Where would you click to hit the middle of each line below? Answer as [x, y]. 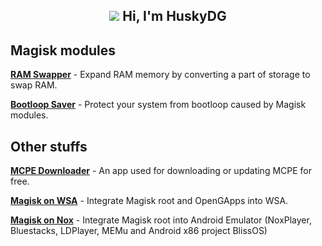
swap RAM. [34, 85]
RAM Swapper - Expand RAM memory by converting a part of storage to [160, 75]
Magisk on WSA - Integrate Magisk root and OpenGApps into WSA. [149, 201]
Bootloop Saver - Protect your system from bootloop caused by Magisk [158, 105]
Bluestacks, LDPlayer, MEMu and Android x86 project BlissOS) [139, 231]
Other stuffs [49, 146]
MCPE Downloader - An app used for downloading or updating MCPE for [161, 171]
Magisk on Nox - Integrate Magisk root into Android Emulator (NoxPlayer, [161, 220]
